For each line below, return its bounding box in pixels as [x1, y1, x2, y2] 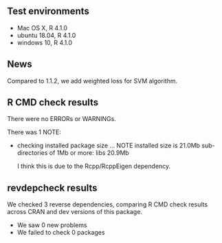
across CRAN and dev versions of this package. [7, 208, 143, 216]
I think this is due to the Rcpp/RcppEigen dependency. [16, 162, 171, 171]
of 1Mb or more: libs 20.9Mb [49, 149, 129, 157]
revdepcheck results [7, 182, 98, 193]
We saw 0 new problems [16, 221, 87, 229]
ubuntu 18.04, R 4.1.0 [16, 31, 76, 39]
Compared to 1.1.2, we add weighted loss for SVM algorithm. [7, 76, 177, 85]
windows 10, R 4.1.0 [16, 38, 73, 47]
